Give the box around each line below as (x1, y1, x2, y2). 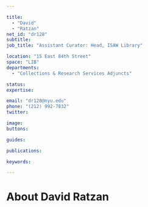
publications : (6, 148, 43, 154)
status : (6, 81, 26, 87)
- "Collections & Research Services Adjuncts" (12, 70, 132, 76)
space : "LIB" (6, 59, 40, 65)
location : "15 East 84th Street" (6, 53, 91, 59)
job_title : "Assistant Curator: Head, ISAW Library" (6, 42, 143, 49)
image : (6, 120, 23, 126)
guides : (6, 137, 26, 143)
